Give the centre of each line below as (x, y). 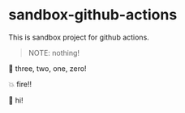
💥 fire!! (20, 84)
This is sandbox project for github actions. (79, 37)
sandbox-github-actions (93, 15)
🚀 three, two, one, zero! (47, 68)
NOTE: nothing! (54, 52)
